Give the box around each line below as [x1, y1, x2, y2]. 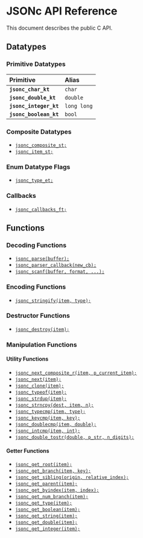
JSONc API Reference [6, 4, 118, 18]
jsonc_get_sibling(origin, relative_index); [14, 474, 129, 481]
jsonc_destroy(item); [14, 326, 69, 332]
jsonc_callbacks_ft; [14, 206, 67, 212]
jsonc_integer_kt [9, 102, 59, 110]
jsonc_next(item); [14, 376, 62, 382]
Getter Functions [6, 447, 49, 454]
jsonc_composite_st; [14, 142, 67, 148]
